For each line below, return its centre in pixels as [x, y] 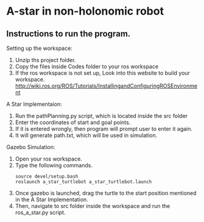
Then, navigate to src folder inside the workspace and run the [93, 206]
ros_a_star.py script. [40, 212]
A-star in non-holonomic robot [85, 11]
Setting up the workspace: [40, 48]
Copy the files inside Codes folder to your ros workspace [87, 66]
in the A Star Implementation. [51, 199]
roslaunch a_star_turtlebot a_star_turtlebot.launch [83, 182]
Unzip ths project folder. [45, 60]
